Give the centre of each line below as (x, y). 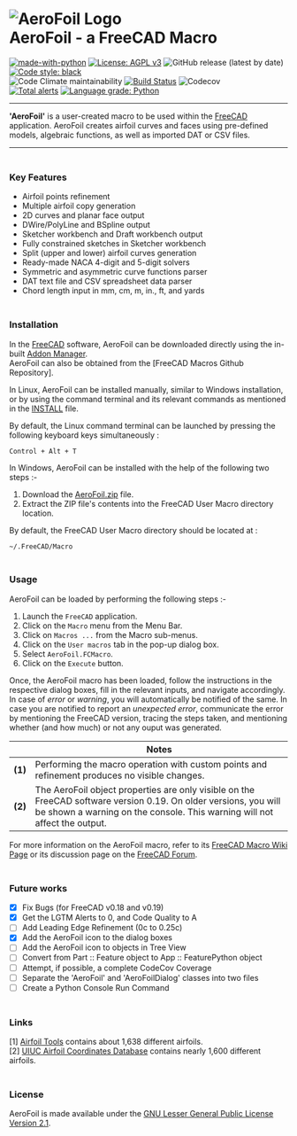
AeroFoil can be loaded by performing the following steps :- (118, 599)
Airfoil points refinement (66, 197)
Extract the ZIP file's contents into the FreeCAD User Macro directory (148, 503)
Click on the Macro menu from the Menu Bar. (102, 626)
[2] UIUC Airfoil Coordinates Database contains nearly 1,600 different (135, 1051)
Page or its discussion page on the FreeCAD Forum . (103, 854)
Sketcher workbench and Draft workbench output (112, 234)
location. (38, 513)
